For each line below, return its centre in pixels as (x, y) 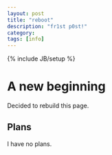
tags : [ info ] (26, 39)
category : (21, 33)
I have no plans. (30, 144)
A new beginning (56, 86)
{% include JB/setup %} (41, 59)
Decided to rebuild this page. (48, 106)
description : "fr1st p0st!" (47, 26)
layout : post (26, 13)
